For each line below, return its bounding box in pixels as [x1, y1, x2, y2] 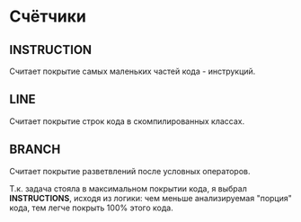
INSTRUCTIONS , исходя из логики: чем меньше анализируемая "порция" [9, 192, 292, 203]
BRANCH [9, 142, 61, 157]
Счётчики [9, 6, 87, 27]
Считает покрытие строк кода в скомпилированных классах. [9, 115, 245, 127]
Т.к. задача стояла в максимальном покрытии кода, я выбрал [9, 182, 247, 194]
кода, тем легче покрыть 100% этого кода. [9, 202, 173, 213]
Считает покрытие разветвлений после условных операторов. [9, 165, 251, 176]
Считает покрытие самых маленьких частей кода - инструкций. [9, 66, 256, 76]
